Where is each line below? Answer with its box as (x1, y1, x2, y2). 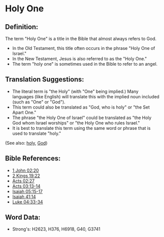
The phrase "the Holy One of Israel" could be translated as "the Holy (12, 115, 152, 120)
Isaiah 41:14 (12, 194, 36, 199)
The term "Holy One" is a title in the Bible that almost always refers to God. (5, 36, 157, 41)
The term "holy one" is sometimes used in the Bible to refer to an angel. (12, 61, 158, 67)
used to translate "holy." (12, 130, 62, 136)
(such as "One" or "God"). (12, 99, 66, 105)
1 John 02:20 (12, 167, 39, 173)
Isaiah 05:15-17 (12, 188, 43, 194)
